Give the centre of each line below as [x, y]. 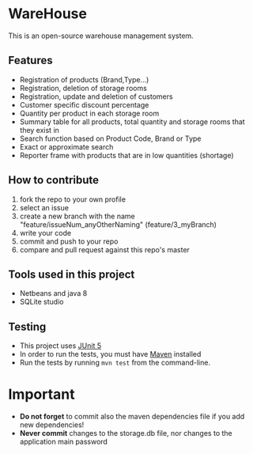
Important [42, 394]
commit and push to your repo [69, 241]
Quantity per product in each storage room [89, 113]
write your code [45, 233]
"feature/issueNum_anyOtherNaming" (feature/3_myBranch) [118, 224]
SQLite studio [42, 302]
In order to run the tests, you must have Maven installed [110, 354]
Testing [27, 326]
